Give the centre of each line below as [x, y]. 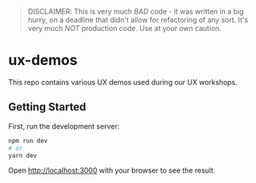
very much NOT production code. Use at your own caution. [124, 28]
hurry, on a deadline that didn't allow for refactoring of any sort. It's [138, 20]
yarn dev [23, 155]
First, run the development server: [64, 126]
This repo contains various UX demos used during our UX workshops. [123, 82]
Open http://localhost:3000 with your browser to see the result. [112, 170]
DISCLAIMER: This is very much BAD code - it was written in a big [136, 11]
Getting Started [47, 107]
